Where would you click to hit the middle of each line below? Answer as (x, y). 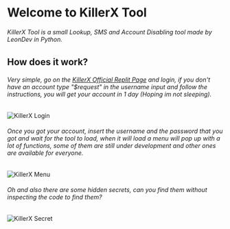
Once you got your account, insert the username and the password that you (115, 131)
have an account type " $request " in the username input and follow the (107, 86)
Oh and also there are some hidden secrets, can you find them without (107, 190)
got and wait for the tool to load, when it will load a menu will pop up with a (114, 138)
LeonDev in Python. (35, 39)
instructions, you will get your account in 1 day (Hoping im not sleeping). (110, 94)
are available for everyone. (45, 153)
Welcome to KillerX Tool (77, 13)
